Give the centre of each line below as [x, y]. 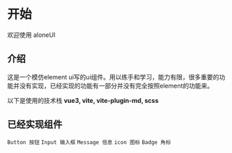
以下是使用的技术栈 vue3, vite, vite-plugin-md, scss [83, 100]
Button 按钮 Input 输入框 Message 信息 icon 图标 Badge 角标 [89, 142]
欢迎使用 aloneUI [31, 35]
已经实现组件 [35, 125]
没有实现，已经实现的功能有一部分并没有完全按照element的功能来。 [116, 86]
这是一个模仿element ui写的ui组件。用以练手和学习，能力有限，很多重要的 [113, 76]
